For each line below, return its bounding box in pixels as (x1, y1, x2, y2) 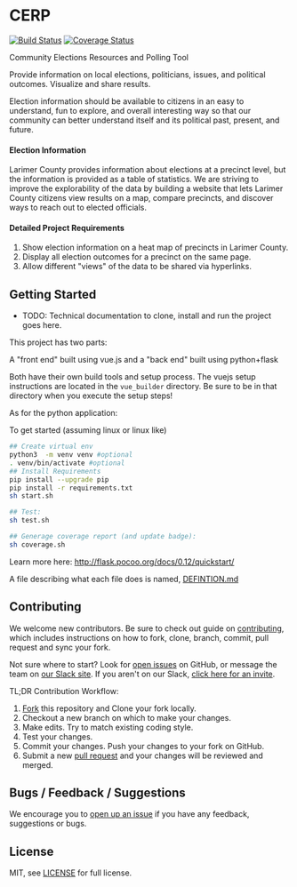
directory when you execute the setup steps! (9, 390, 173, 401)
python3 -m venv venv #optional (9, 451, 133, 459)
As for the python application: (9, 408, 118, 419)
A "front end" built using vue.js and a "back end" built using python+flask (9, 355, 278, 365)
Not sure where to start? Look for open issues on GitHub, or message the (9, 659, 277, 669)
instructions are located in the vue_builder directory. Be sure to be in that (9, 381, 277, 392)
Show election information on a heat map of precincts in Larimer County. (21, 242, 289, 253)
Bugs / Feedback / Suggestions (9, 785, 187, 800)
